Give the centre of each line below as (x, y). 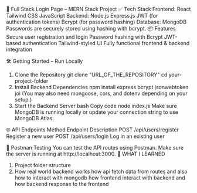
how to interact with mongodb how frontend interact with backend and (100, 178)
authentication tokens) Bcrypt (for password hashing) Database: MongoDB (96, 22)
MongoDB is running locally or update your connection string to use (96, 112)
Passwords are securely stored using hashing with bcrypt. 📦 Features (91, 28)
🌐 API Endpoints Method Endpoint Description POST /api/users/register (93, 130)
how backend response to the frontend (62, 184)
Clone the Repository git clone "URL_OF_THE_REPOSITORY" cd (91, 75)
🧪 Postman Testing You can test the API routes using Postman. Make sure (95, 148)
